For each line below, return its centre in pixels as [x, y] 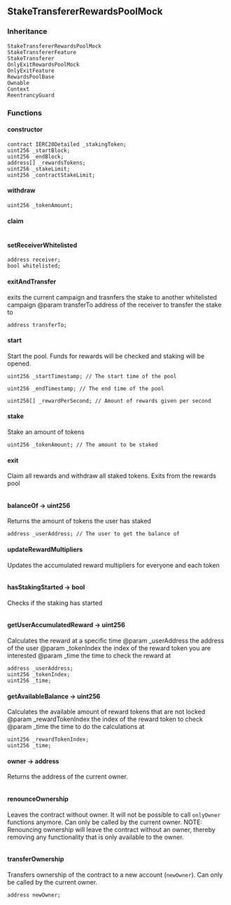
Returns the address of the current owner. [68, 777]
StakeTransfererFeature [42, 52]
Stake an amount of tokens [46, 432]
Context [19, 89]
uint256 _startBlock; [39, 150]
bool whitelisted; [34, 266]
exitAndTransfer [32, 282]
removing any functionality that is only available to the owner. [96, 837]
